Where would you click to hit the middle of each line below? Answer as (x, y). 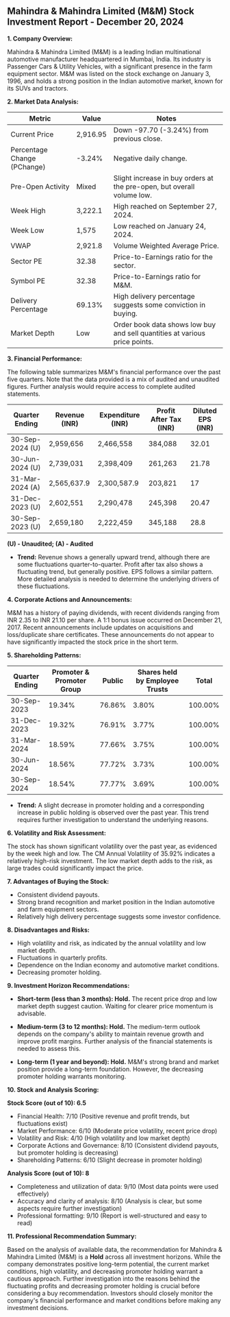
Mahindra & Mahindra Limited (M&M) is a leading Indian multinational (104, 51)
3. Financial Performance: (44, 359)
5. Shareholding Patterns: (44, 655)
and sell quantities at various (159, 333)
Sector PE (26, 261)
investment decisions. (38, 1307)
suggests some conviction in (159, 304)
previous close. (138, 138)
